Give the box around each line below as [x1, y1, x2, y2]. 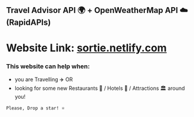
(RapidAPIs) [6, 18, 51, 28]
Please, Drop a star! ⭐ [6, 105, 65, 111]
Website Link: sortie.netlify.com [6, 41, 167, 55]
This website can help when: [6, 62, 90, 70]
